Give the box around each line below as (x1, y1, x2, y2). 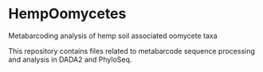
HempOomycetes (8, 5, 127, 23)
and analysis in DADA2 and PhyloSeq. (8, 55, 132, 64)
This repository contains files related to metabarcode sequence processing (8, 46, 255, 55)
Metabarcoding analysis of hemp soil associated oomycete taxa (8, 31, 218, 40)
